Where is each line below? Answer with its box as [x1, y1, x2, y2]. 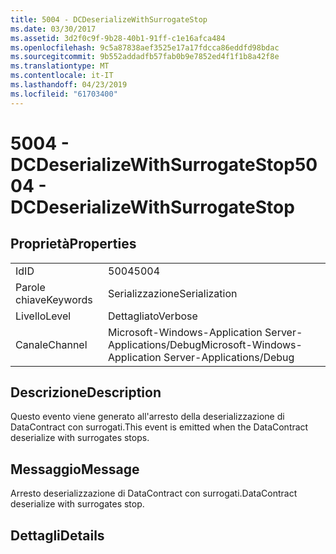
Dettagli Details [10, 527, 105, 544]
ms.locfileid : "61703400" [10, 89, 118, 99]
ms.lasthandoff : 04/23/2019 [10, 80, 128, 90]
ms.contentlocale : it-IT [10, 71, 114, 81]
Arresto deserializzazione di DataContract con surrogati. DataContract [10, 487, 298, 500]
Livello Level [15, 309, 72, 323]
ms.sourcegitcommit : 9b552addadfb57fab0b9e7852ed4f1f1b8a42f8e [10, 52, 280, 62]
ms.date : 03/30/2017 [10, 24, 97, 34]
